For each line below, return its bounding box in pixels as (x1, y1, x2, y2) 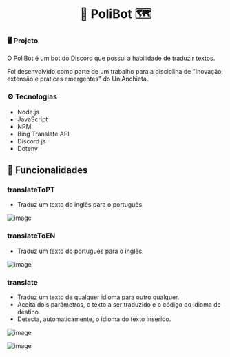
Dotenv (17, 144, 38, 152)
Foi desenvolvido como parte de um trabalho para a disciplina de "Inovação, (7, 68, 224, 76)
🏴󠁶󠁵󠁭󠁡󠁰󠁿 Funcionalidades (7, 164, 88, 176)
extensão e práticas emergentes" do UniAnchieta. (7, 74, 149, 83)
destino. (17, 308, 41, 316)
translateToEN (7, 231, 56, 241)
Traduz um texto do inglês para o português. (17, 201, 144, 209)
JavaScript (17, 115, 48, 123)
